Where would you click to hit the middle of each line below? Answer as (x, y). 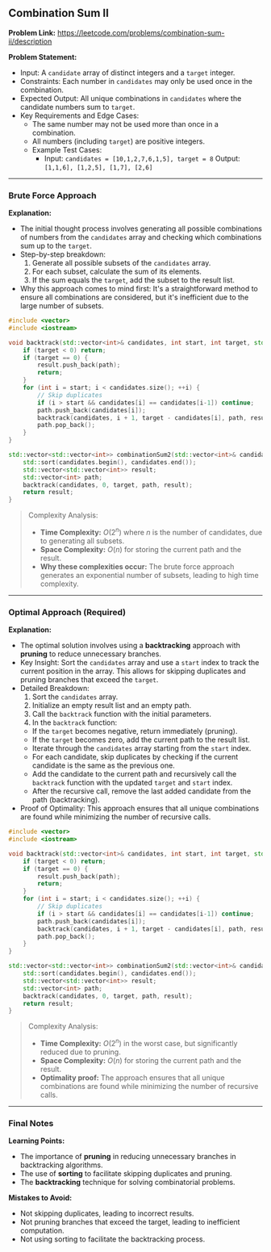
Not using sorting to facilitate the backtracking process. (113, 1239)
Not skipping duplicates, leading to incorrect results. (107, 1213)
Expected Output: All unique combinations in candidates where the (131, 98)
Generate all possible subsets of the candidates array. (121, 263)
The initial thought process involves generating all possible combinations (141, 228)
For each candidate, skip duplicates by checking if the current (135, 757)
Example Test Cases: (67, 149)
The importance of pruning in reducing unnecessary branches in (128, 1157)
